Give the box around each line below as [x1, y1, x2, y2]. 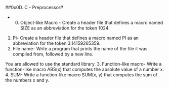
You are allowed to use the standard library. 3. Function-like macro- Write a [5, 61, 162, 67]
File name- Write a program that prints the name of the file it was [12, 46, 148, 51]
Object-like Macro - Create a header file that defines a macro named [20, 20, 163, 25]
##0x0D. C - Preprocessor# [5, 5, 63, 10]
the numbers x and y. [5, 77, 50, 83]
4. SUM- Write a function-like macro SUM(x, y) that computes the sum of [5, 72, 158, 78]
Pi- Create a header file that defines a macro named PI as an [12, 35, 139, 41]
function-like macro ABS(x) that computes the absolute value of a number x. [5, 66, 164, 72]
